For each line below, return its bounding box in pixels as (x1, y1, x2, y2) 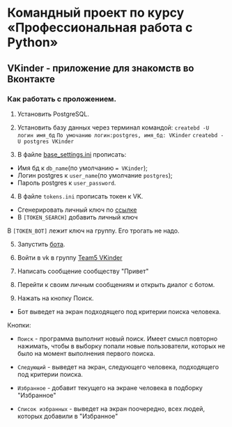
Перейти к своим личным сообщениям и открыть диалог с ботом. (17, 280, 215, 288)
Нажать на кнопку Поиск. (17, 294, 94, 302)
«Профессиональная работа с (7, 20, 193, 36)
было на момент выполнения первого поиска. (17, 349, 155, 357)
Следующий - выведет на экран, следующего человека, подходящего (17, 362, 219, 371)
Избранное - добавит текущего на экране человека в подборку (17, 383, 203, 391)
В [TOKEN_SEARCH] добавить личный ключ (17, 212, 138, 221)
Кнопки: (7, 320, 31, 329)
